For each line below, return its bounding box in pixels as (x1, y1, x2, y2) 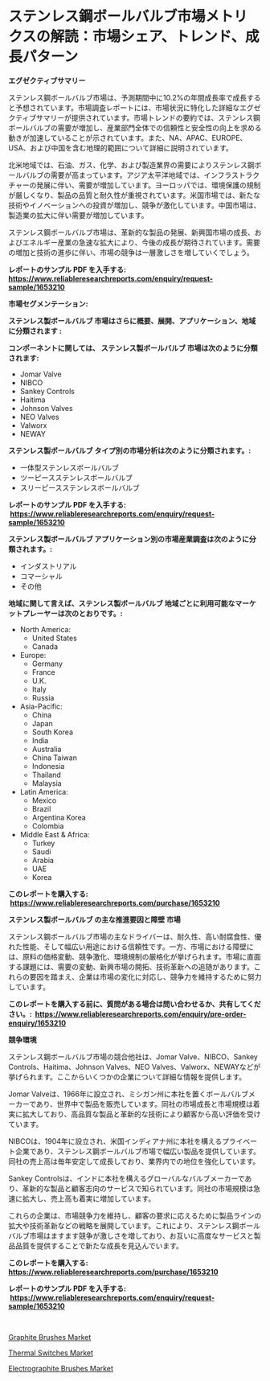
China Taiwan (31, 753, 78, 762)
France (31, 667, 56, 676)
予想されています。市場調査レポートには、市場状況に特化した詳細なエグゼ (14, 102, 261, 113)
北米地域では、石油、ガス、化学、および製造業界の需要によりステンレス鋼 (8, 160, 255, 170)
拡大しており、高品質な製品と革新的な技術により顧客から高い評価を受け (22, 1109, 261, 1119)
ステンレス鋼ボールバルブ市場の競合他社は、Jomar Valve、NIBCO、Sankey (8, 1051, 259, 1062)
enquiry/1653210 (8, 1018, 67, 1028)
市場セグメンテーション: (8, 298, 88, 308)
